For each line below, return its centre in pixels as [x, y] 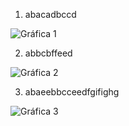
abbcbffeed [48, 53]
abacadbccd [50, 14]
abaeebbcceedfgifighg [72, 92]
